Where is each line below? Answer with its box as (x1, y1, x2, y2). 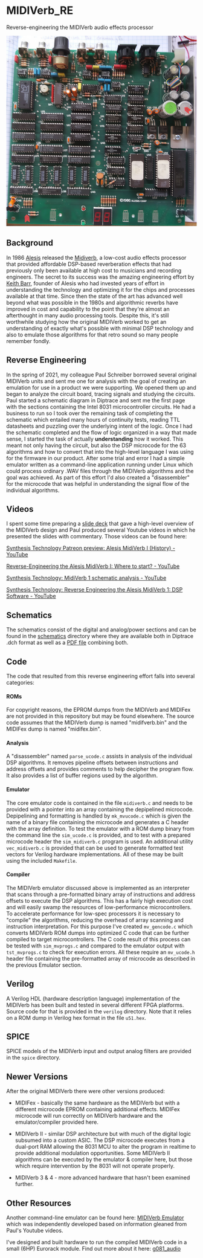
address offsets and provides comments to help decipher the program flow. (6, 766, 195, 773)
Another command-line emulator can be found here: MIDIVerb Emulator (6, 1214, 184, 1221)
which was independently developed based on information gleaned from (6, 1221, 187, 1228)
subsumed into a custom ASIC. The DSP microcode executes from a (14, 1137, 185, 1144)
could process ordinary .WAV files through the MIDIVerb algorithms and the (6, 467, 194, 474)
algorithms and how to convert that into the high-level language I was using (6, 448, 195, 455)
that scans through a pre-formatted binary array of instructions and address (6, 891, 195, 898)
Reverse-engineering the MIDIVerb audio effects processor (6, 24, 154, 31)
